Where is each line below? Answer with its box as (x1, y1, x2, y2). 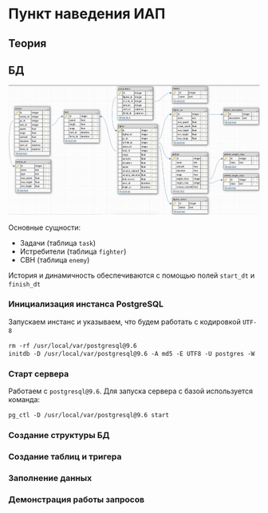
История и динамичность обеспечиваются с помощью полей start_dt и (8, 270, 255, 280)
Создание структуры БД (8, 430, 110, 441)
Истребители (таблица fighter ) (19, 247, 127, 256)
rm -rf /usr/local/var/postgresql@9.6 (8, 341, 137, 349)
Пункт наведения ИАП (8, 5, 166, 23)
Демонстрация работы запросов (8, 494, 145, 505)
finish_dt (8, 280, 41, 288)
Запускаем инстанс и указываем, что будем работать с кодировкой (8, 317, 241, 326)
